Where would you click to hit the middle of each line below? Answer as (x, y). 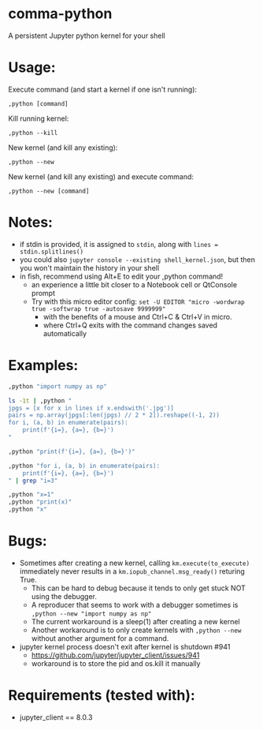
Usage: (32, 67)
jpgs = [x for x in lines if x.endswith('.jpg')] (91, 408)
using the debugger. (64, 596)
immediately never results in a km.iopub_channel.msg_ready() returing (132, 571)
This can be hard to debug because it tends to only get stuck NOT (138, 588)
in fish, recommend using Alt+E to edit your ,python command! (121, 276)
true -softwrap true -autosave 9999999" (98, 309)
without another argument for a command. (100, 638)
